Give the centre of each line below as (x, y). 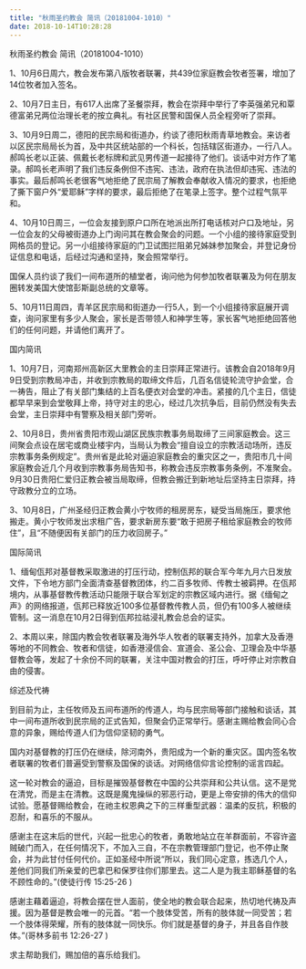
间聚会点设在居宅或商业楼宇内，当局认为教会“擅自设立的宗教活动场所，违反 (151, 444)
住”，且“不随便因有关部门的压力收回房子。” (89, 532)
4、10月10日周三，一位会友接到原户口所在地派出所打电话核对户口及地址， (148, 222)
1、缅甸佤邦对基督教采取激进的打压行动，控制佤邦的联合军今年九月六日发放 (151, 571)
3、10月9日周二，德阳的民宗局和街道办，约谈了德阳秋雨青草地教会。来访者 (150, 134)
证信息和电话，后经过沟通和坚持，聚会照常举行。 (101, 256)
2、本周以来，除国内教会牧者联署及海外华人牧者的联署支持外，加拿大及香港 (152, 636)
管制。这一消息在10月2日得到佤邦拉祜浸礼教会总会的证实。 (120, 617)
